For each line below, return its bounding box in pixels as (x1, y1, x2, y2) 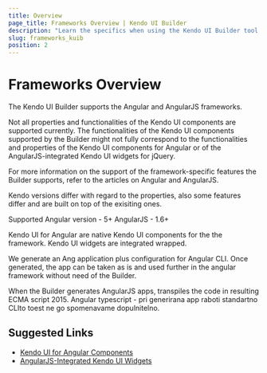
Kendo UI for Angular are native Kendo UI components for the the (8, 230, 223, 240)
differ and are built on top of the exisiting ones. (8, 199, 162, 209)
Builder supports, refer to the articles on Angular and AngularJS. (8, 175, 219, 185)
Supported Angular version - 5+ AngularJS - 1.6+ (8, 214, 170, 224)
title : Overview (8, 11, 62, 20)
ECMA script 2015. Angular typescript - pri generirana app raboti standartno (8, 295, 258, 304)
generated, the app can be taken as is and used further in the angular (8, 262, 237, 272)
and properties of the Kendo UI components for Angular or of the (8, 143, 222, 152)
